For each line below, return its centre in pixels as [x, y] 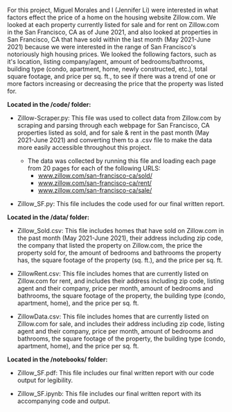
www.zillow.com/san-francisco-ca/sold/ [95, 175]
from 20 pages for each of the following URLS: [94, 168]
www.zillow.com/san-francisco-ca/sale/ [95, 190]
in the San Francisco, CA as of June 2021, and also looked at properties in [113, 32]
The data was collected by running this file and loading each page [122, 161]
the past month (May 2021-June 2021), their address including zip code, [120, 238]
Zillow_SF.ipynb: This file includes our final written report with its [109, 394]
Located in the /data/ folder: [48, 217]
